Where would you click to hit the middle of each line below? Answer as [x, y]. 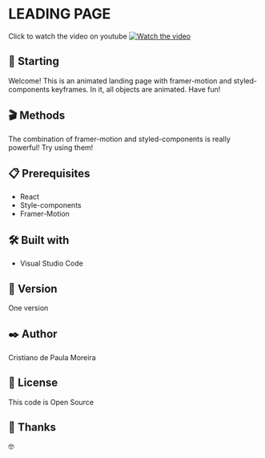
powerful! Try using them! [51, 147]
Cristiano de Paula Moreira [52, 357]
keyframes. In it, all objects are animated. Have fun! [136, 89]
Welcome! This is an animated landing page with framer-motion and [120, 80]
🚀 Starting [34, 61]
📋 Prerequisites [49, 173]
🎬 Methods [37, 116]
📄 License [33, 383]
